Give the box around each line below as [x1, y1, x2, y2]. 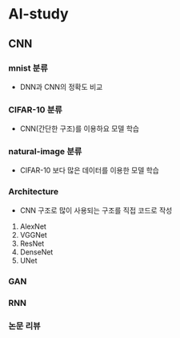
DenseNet [19, 246, 54, 257]
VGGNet [19, 230, 48, 239]
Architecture [8, 186, 59, 198]
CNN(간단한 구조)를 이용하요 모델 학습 [19, 124, 140, 133]
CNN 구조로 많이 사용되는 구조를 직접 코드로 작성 [19, 206, 173, 215]
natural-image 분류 [8, 146, 82, 157]
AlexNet [19, 222, 46, 231]
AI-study [8, 5, 70, 23]
